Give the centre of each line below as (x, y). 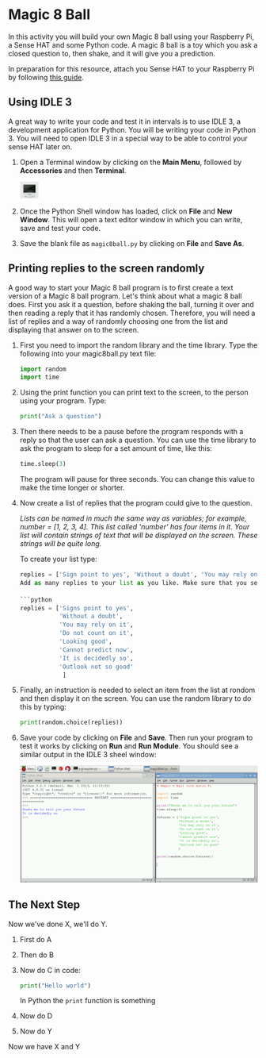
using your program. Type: (63, 401)
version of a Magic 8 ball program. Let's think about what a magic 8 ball (125, 296)
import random (43, 369)
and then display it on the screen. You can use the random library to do (135, 698)
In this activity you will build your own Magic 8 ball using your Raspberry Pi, (131, 37)
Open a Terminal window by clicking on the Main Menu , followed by (131, 162)
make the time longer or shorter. (72, 488)
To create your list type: (58, 559)
